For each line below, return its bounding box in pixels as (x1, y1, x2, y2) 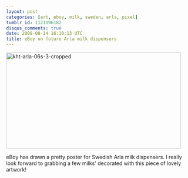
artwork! (6, 166, 26, 173)
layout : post (6, 8, 38, 15)
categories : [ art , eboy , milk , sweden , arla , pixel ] (6, 14, 138, 20)
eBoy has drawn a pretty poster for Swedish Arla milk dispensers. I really (6, 154, 182, 160)
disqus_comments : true (6, 25, 62, 31)
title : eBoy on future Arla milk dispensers (6, 36, 117, 42)
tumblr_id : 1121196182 (6, 19, 62, 25)
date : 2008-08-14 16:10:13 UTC (6, 31, 83, 37)
